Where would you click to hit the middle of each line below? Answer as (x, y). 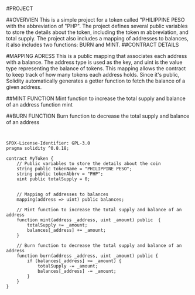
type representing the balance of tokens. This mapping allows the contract (96, 68)
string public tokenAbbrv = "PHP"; (60, 174)
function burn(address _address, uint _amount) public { (88, 256)
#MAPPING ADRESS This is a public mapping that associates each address (97, 56)
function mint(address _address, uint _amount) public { (89, 220)
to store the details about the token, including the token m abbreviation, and (97, 32)
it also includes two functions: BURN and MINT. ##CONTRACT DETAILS (93, 44)
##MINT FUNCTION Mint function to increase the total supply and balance (96, 98)
